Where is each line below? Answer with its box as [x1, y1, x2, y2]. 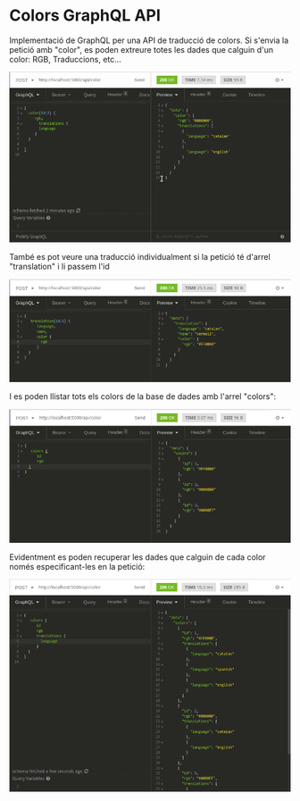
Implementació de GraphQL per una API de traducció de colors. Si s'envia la [9, 35, 288, 46]
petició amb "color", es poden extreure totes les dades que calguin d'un [9, 44, 274, 54]
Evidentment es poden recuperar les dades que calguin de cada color [9, 551, 266, 563]
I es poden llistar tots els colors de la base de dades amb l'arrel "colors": [9, 391, 277, 402]
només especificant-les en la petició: [9, 561, 146, 572]
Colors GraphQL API [9, 5, 161, 26]
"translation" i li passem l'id [9, 261, 110, 271]
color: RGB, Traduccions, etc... [9, 54, 122, 64]
